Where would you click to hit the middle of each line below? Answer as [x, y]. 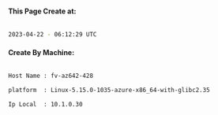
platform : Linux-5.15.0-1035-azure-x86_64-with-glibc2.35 [109, 91]
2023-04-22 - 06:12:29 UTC [53, 35]
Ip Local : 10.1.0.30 [45, 105]
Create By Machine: [41, 52]
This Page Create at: [42, 11]
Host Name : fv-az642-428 [51, 76]
